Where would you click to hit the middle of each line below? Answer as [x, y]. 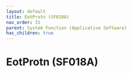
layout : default [26, 11]
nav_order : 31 [23, 22]
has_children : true [30, 33]
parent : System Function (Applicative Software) [67, 28]
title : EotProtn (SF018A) [38, 17]
